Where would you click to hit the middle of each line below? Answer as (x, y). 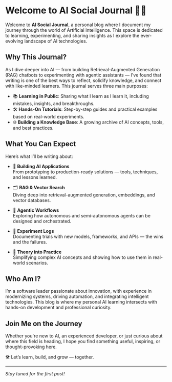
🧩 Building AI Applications (41, 166)
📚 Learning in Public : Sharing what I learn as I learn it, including (81, 96)
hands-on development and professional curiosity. (58, 308)
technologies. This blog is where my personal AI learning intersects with (81, 302)
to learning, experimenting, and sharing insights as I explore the (72, 35)
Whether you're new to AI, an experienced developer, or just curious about (84, 336)
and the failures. (30, 242)
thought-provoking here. (31, 347)
